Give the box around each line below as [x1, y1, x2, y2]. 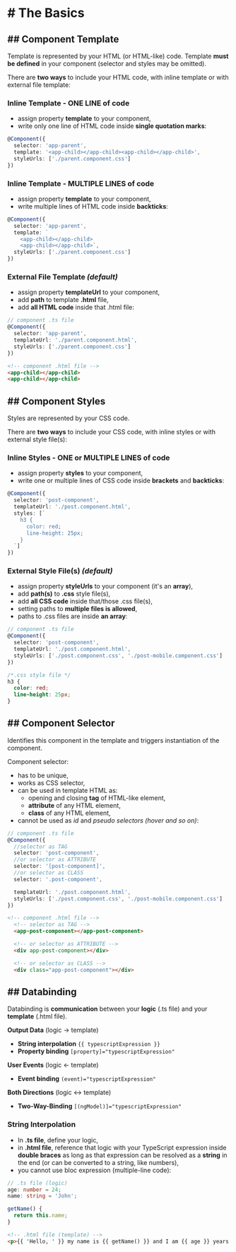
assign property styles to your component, [17, 469, 143, 477]
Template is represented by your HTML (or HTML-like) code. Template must [7, 52, 229, 60]
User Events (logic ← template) [7, 1061, 99, 1070]
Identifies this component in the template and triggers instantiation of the [7, 736, 220, 744]
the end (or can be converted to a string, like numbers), [17, 1158, 179, 1166]
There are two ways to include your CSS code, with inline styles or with [7, 428, 216, 436]
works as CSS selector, [17, 778, 85, 787]
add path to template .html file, [17, 296, 109, 304]
